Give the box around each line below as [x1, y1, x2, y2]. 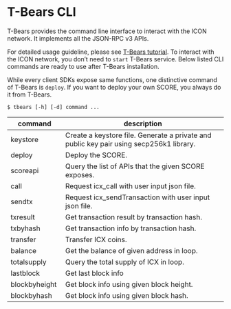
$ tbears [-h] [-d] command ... [7, 103, 100, 110]
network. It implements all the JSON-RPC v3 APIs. [7, 34, 149, 42]
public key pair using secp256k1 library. [65, 139, 196, 148]
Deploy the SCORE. [65, 150, 128, 159]
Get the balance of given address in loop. [65, 246, 198, 255]
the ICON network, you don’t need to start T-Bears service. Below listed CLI [7, 54, 224, 63]
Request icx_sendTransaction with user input [65, 192, 210, 202]
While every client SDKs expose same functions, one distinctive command [7, 75, 218, 83]
